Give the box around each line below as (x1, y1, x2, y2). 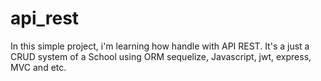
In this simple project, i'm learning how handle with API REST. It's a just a (10, 40, 310, 52)
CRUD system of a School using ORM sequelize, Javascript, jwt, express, (10, 50, 312, 62)
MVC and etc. (10, 61, 67, 73)
